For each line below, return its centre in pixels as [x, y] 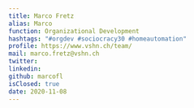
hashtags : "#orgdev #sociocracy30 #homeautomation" [97, 39]
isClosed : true [34, 84]
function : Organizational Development [74, 31]
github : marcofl [36, 76]
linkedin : [25, 69]
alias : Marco [30, 24]
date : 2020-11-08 [38, 91]
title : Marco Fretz [41, 16]
